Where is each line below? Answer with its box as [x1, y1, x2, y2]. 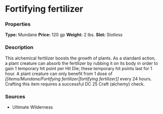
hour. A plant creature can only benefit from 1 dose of [5, 71, 113, 76]
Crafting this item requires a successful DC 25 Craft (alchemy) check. [5, 81, 145, 87]
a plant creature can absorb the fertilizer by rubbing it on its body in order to [5, 60, 158, 66]
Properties [5, 21, 31, 28]
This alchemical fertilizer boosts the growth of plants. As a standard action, [5, 55, 156, 61]
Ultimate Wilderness [12, 104, 53, 110]
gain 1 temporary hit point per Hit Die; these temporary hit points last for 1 [5, 65, 152, 71]
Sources [5, 93, 25, 100]
